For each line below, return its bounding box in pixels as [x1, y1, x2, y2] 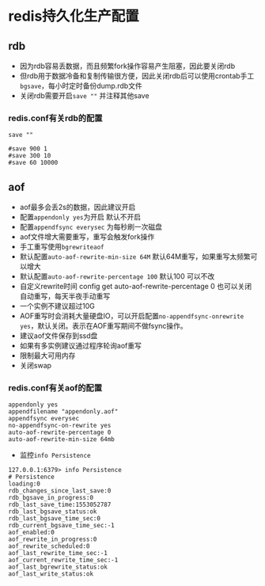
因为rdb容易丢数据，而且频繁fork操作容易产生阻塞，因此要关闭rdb [19, 61, 236, 70]
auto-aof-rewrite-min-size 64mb [8, 436, 115, 443]
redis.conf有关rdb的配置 [8, 112, 103, 124]
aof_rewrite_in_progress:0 [8, 535, 97, 543]
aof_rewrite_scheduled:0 [8, 542, 90, 550]
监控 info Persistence [19, 451, 91, 460]
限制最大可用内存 [19, 351, 76, 360]
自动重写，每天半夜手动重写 [19, 291, 111, 301]
